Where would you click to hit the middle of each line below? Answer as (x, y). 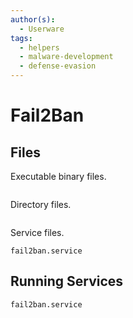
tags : (21, 38)
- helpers (39, 47)
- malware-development (66, 57)
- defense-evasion (58, 66)
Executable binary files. (58, 176)
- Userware (42, 29)
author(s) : (33, 19)
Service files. (37, 232)
